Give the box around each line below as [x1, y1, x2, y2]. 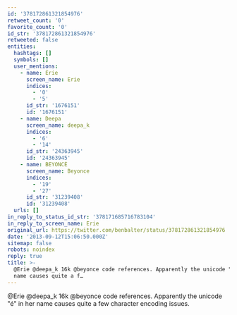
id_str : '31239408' [25, 194, 83, 201]
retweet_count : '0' [7, 17, 65, 24]
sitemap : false [7, 240, 52, 247]
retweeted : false [7, 37, 59, 44]
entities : [7, 43, 37, 50]
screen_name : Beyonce [25, 167, 90, 175]
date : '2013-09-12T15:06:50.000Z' [7, 233, 109, 240]
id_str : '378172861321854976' [7, 30, 97, 37]
